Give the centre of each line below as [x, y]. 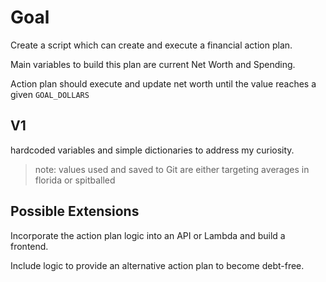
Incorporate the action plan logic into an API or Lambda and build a [148, 235]
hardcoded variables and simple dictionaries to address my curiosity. [152, 150]
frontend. [29, 246]
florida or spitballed [75, 180]
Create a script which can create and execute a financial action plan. [151, 45]
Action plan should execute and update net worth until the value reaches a [163, 83]
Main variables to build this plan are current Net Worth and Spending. [153, 64]
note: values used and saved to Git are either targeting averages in [172, 169]
